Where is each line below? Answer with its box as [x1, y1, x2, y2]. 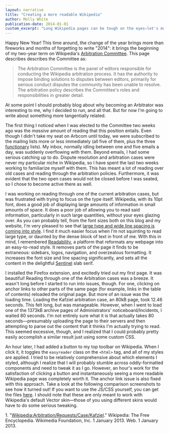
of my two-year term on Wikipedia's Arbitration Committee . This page [5, 51, 150, 57]
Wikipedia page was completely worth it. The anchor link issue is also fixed [5, 376, 161, 382]
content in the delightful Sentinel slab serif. [5, 260, 94, 266]
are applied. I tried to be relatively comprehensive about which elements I [5, 355, 157, 361]
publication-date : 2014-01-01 [5, 21, 69, 27]
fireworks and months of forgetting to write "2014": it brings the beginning [5, 45, 159, 51]
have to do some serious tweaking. [5, 402, 78, 408]
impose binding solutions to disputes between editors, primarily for [17, 76, 157, 82]
